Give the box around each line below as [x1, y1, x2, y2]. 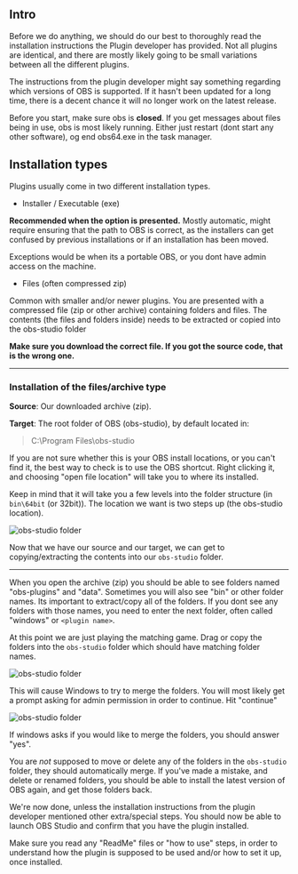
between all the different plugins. [9, 59, 130, 69]
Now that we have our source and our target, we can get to [9, 541, 225, 552]
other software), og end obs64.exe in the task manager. [9, 131, 213, 141]
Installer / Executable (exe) [21, 197, 120, 208]
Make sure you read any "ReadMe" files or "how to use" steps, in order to [9, 838, 278, 848]
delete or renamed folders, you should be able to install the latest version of [9, 774, 286, 785]
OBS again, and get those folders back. [9, 784, 153, 795]
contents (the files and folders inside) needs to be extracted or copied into [9, 314, 281, 325]
